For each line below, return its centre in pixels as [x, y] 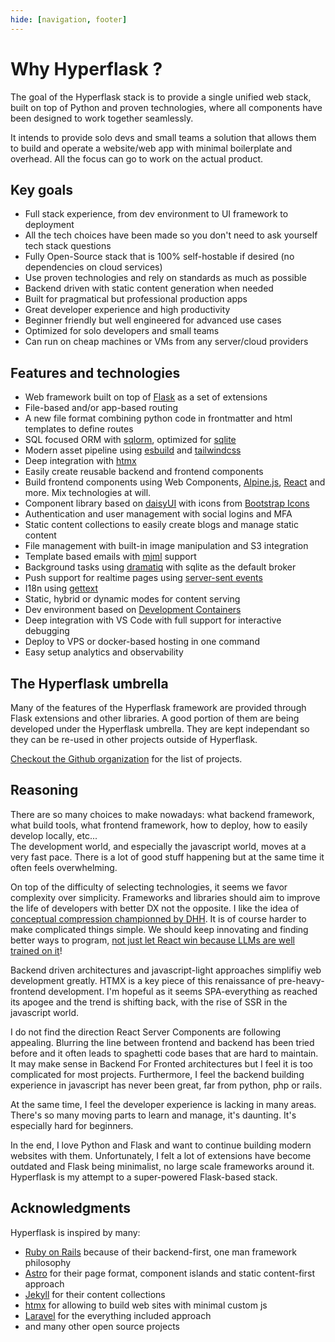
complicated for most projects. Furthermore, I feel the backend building [157, 1074]
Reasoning [44, 790]
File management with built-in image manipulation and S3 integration [166, 546]
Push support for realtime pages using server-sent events [143, 578]
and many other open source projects [102, 1326]
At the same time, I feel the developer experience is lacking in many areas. [163, 1104]
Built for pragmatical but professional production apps [136, 299]
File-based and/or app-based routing [101, 408]
